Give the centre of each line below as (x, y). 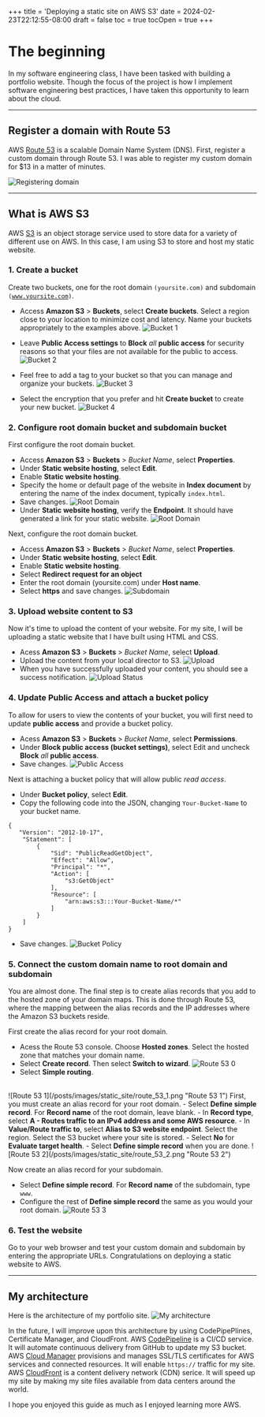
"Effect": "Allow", (82, 860)
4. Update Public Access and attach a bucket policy (108, 698)
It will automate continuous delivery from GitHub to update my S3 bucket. (127, 1348)
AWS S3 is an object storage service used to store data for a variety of (123, 233)
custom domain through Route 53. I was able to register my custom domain (130, 158)
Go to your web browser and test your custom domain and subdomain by (127, 1247)
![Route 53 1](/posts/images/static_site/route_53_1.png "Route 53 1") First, (127, 1096)
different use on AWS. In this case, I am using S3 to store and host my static (131, 241)
